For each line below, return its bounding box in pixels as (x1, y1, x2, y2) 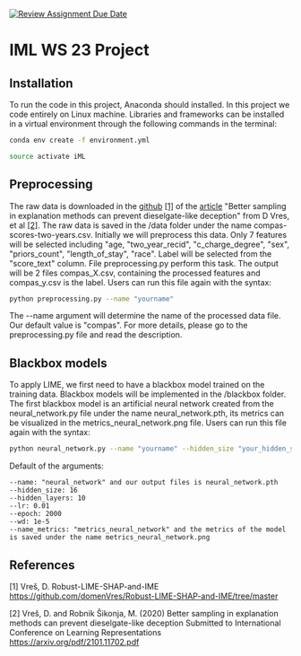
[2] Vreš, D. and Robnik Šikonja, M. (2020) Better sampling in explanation (9, 608, 279, 618)
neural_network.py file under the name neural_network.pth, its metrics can (9, 408, 285, 419)
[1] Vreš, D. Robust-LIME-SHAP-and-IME (9, 581, 159, 591)
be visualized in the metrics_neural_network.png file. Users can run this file (9, 417, 287, 428)
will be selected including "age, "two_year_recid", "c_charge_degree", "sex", (9, 239, 289, 249)
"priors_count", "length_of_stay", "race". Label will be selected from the (9, 248, 272, 259)
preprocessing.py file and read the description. (9, 329, 183, 340)
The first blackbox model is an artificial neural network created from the (9, 398, 275, 409)
